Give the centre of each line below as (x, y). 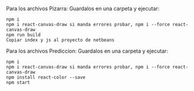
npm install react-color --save (46, 77)
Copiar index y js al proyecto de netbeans (60, 40)
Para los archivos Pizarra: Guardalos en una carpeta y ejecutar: (83, 9)
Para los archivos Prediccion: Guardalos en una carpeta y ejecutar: (87, 51)
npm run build (24, 35)
